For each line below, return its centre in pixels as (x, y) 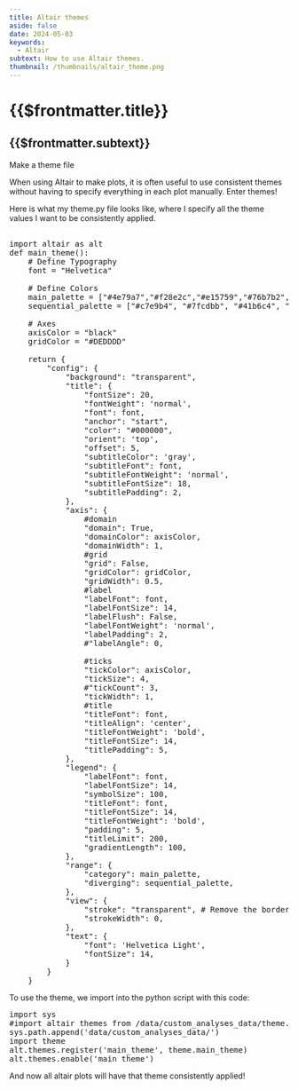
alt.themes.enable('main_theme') (82, 1058)
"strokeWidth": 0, (124, 918)
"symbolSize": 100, (126, 794)
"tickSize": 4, (117, 679)
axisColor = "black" (72, 332)
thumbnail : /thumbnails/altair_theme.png (87, 67)
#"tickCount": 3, (122, 687)
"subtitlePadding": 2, (133, 492)
